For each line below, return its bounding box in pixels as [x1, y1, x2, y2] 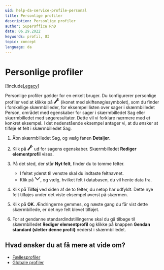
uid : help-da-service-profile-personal [5, 8, 87, 13]
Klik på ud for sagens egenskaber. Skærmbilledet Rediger [12, 146, 137, 152]
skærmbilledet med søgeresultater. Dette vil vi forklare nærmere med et [5, 114, 150, 121]
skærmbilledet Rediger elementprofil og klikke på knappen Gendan [12, 221, 150, 227]
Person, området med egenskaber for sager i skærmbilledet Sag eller [5, 109, 145, 115]
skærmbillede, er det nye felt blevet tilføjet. [12, 206, 99, 213]
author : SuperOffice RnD [5, 24, 56, 29]
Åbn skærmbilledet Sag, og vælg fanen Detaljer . [12, 135, 111, 141]
